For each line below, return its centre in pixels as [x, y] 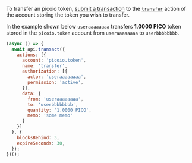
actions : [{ [32, 55]
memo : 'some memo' [50, 115]
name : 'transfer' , [45, 66]
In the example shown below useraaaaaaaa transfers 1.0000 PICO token [94, 26]
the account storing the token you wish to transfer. [68, 15]
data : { [32, 93]
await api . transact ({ [38, 49]
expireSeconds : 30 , [41, 143]
